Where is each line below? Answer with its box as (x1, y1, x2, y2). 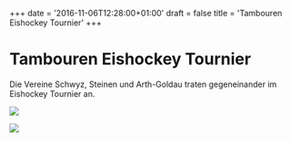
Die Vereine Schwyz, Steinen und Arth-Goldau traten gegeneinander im (9, 79, 277, 90)
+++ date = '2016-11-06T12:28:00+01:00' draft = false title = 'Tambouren (9, 8, 283, 18)
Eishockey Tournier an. (9, 88, 95, 99)
